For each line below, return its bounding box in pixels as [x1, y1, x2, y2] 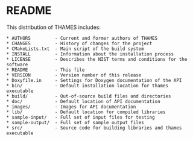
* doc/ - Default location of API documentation [6, 98, 161, 104]
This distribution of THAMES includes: [6, 23, 101, 31]
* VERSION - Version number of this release [6, 72, 142, 78]
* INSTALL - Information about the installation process [6, 51, 174, 57]
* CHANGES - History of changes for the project [6, 40, 153, 46]
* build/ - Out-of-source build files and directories [6, 93, 171, 99]
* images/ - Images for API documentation [6, 104, 136, 110]
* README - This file [6, 67, 85, 73]
